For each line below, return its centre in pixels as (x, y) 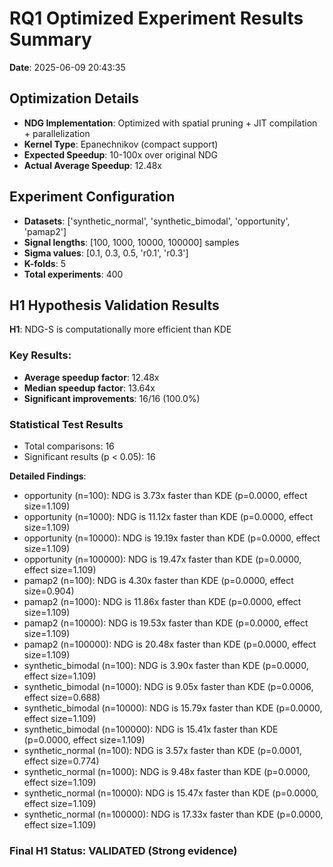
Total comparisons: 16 (69, 446)
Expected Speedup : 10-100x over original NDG (121, 154)
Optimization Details (74, 98)
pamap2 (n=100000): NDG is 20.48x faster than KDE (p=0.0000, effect (170, 644)
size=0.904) (49, 591)
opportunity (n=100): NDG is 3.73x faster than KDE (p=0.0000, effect (165, 495)
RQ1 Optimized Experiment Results (156, 18)
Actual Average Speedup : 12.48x (92, 165)
